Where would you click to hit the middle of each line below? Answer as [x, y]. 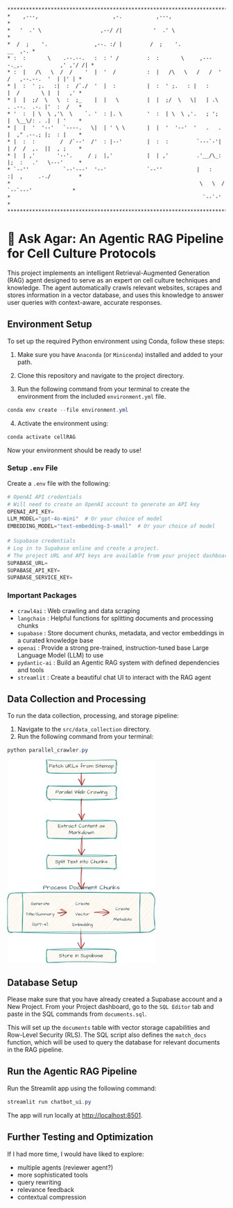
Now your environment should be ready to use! [75, 450]
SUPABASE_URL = [28, 563]
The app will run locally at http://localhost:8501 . [75, 1115]
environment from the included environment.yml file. [92, 396]
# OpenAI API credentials [44, 497]
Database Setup [43, 982]
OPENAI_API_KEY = [31, 511]
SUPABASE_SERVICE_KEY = [40, 578]
